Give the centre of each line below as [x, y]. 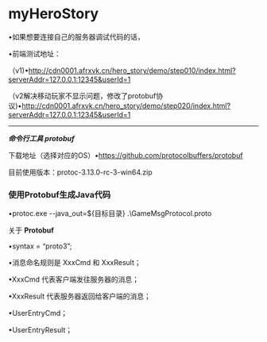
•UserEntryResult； [41, 330]
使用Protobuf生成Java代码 [60, 194]
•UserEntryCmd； [38, 313]
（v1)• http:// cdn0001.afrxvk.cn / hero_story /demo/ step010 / [103, 70]
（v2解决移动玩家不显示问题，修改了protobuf [82, 95]
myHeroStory [54, 14]
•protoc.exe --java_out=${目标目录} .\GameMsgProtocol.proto [110, 213]
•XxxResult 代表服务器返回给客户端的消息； [79, 296]
